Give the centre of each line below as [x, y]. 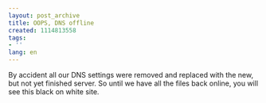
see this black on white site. [54, 92]
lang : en [23, 52]
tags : [17, 38]
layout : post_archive [44, 15]
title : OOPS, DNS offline [51, 23]
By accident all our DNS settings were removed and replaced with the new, [131, 75]
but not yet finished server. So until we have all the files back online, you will [133, 83]
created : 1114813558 [43, 30]
